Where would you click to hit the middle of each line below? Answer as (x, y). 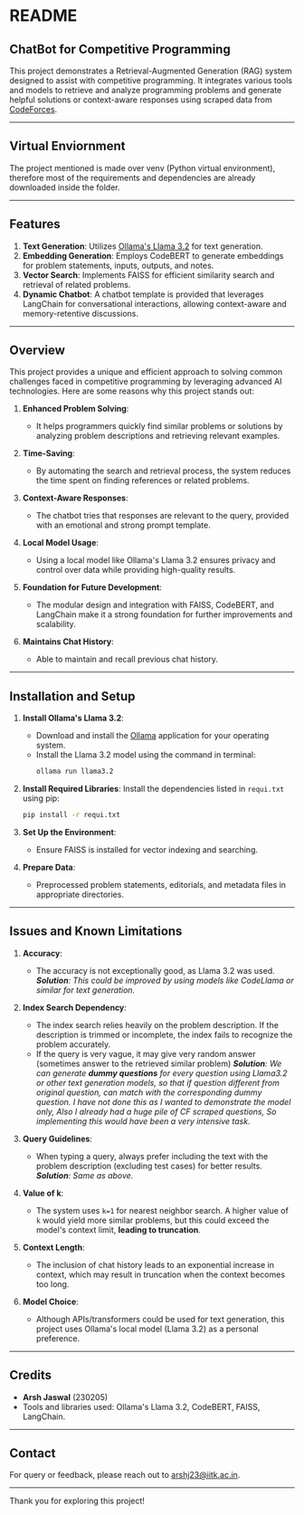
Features (35, 224)
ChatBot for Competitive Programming (120, 49)
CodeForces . (33, 109)
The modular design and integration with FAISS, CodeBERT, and (155, 605)
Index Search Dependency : (74, 1007)
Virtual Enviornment (67, 146)
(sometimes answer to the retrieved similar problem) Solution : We (159, 1063)
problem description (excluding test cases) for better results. (149, 1166)
